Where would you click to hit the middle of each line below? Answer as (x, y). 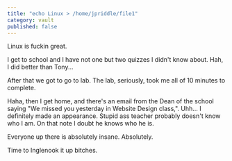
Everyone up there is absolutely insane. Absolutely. (80, 137)
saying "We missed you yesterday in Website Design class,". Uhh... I (104, 109)
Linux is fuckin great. (37, 46)
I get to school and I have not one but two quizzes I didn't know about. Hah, (115, 60)
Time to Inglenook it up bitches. (52, 151)
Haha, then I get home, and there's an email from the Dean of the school (110, 101)
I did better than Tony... (40, 67)
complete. (22, 88)
